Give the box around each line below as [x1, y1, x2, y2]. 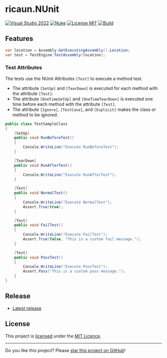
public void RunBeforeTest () [14, 135, 75, 140]
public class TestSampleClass [5, 121, 68, 126]
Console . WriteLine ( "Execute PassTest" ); [23, 264, 108, 269]
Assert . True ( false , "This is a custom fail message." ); [23, 237, 141, 242]
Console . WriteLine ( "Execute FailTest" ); [23, 232, 108, 237]
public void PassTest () [14, 255, 64, 260]
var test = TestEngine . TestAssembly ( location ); [5, 52, 106, 57]
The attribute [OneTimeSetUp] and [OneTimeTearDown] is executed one [12, 96, 153, 102]
